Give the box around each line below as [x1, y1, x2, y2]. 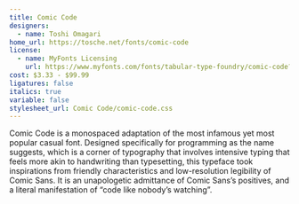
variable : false [9, 95, 69, 105]
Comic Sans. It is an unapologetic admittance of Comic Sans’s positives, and [9, 175, 289, 186]
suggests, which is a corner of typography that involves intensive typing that [9, 147, 290, 158]
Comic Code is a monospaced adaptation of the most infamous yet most [9, 128, 275, 138]
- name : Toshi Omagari [17, 29, 101, 38]
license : [9, 46, 42, 55]
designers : [9, 21, 50, 30]
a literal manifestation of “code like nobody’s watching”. [9, 184, 213, 195]
